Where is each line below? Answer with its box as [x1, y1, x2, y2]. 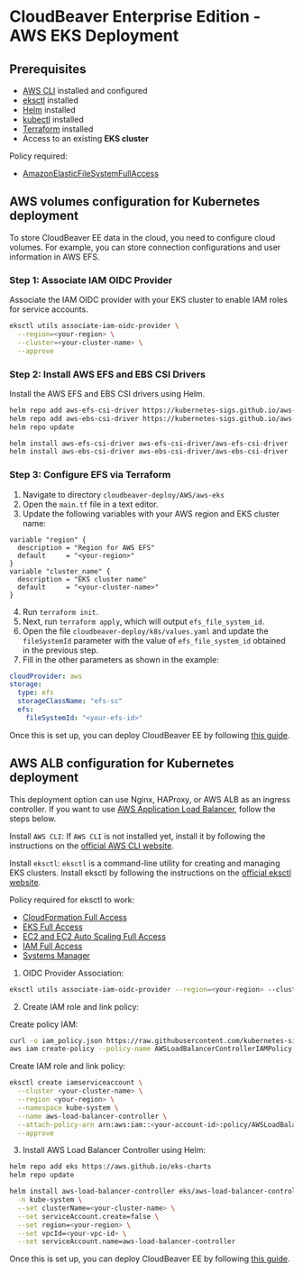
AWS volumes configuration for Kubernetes [9, 194, 261, 209]
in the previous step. [22, 645, 99, 655]
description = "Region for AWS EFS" [17, 543, 155, 552]
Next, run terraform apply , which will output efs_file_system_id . [22, 616, 265, 627]
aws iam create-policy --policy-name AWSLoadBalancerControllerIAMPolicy [9, 1044, 293, 1054]
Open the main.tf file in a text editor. [22, 499, 160, 509]
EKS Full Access [22, 921, 83, 932]
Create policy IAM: [9, 1019, 78, 1030]
